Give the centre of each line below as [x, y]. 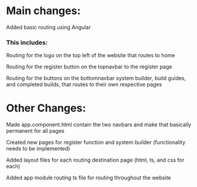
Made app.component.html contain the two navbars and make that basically [99, 124]
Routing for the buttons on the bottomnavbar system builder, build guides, [96, 78]
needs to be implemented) [38, 149]
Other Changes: [46, 108]
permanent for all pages [35, 131]
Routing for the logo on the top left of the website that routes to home [91, 55]
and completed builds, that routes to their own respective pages [84, 84]
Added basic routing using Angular [49, 27]
